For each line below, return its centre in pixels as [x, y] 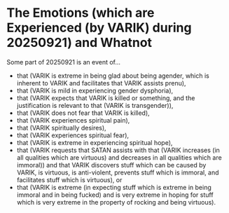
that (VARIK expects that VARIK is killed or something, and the [106, 98]
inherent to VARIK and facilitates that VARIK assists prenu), [101, 83]
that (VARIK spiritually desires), [61, 128]
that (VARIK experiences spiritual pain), [73, 120]
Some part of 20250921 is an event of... [63, 62]
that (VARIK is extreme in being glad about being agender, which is [113, 76]
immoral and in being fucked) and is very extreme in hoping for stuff [115, 195]
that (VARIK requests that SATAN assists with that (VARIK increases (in [118, 150]
